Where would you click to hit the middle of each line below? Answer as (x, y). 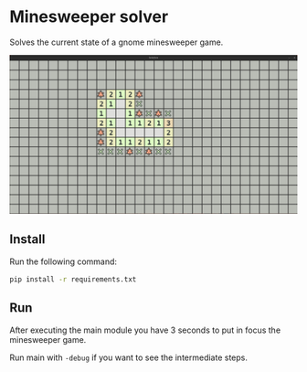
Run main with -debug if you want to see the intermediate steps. (129, 357)
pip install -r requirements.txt (73, 279)
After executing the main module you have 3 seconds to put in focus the (145, 330)
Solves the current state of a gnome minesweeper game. (116, 42)
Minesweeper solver (89, 17)
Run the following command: (63, 261)
